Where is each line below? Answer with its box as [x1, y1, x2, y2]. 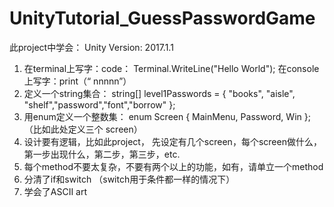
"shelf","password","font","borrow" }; [23, 98, 176, 111]
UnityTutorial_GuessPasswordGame [9, 7, 316, 30]
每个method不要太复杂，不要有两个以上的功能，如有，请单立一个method [23, 160, 324, 172]
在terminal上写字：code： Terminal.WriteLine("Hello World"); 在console [23, 62, 320, 74]
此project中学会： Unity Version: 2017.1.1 [9, 41, 174, 53]
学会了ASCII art [23, 185, 88, 197]
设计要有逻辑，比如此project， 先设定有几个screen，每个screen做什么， [23, 135, 322, 147]
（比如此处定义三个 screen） [23, 123, 143, 135]
